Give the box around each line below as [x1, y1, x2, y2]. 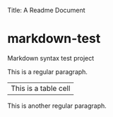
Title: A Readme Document [7, 6, 86, 14]
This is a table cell [11, 83, 71, 93]
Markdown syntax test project [7, 54, 95, 62]
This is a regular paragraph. [7, 67, 88, 76]
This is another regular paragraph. [7, 101, 107, 110]
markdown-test [7, 31, 101, 47]
